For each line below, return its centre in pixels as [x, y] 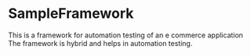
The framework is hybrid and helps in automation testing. [100, 43]
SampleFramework [71, 14]
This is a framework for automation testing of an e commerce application [125, 35]
